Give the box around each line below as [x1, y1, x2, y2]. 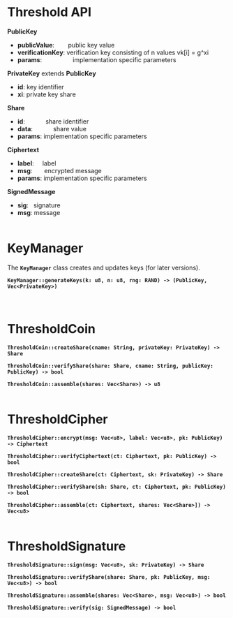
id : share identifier [17, 117, 89, 126]
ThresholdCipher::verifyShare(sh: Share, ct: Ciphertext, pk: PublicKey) [7, 483, 227, 490]
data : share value [17, 124, 87, 133]
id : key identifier [17, 82, 64, 91]
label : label [17, 159, 57, 168]
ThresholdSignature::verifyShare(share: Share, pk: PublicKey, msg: [7, 573, 211, 580]
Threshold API [7, 4, 92, 20]
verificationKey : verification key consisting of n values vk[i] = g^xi [17, 48, 209, 57]
